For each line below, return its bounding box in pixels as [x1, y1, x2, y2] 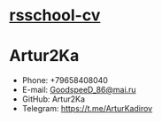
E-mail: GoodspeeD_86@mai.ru [21, 85, 136, 95]
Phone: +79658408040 [21, 75, 109, 86]
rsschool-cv [9, 5, 101, 26]
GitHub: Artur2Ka [21, 94, 86, 104]
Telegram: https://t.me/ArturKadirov [21, 103, 153, 114]
